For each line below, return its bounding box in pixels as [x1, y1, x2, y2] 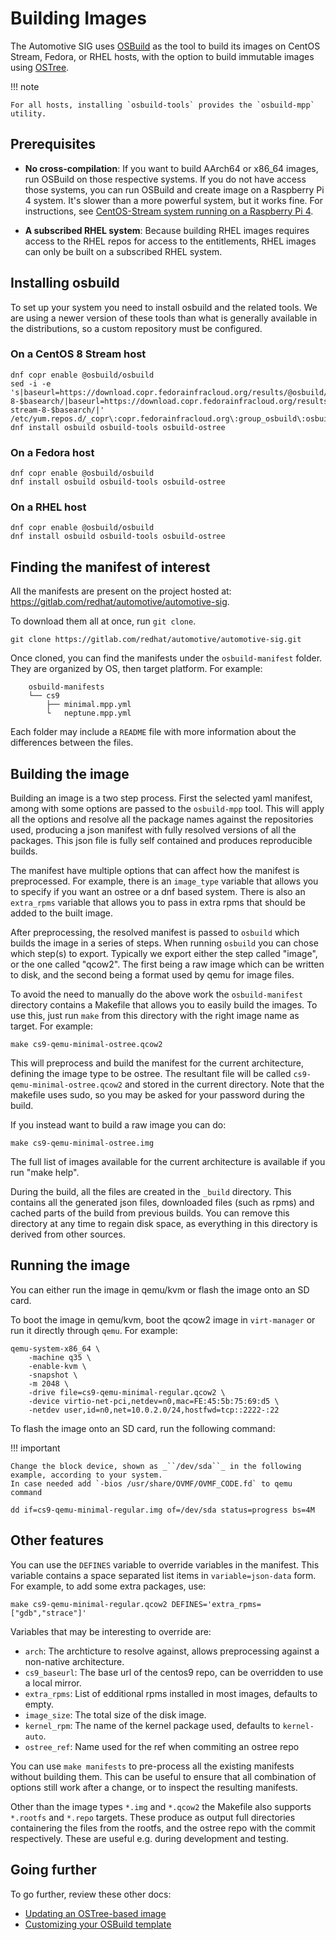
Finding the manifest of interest [10, 558, 211, 576]
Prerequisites [10, 136, 96, 153]
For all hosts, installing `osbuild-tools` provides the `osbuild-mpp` [10, 100, 315, 110]
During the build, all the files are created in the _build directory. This [10, 1186, 292, 1198]
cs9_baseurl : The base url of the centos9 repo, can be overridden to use [24, 1666, 324, 1678]
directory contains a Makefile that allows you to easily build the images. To [10, 999, 318, 1011]
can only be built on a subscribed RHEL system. [24, 245, 223, 257]
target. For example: [10, 1020, 93, 1032]
